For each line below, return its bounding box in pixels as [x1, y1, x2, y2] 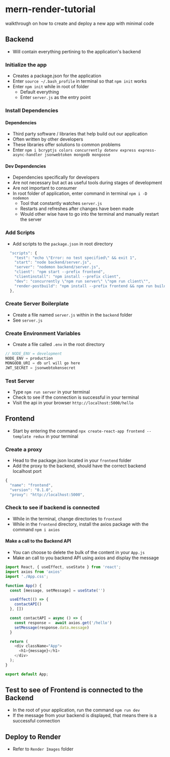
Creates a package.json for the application [12, 73, 101, 79]
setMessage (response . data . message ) [14, 625, 90, 630]
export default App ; [5, 671, 49, 677]
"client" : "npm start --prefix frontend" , [14, 269, 105, 274]
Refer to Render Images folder [12, 746, 74, 752]
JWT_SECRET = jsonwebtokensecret [5, 365, 76, 370]
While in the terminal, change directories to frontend [12, 515, 122, 522]
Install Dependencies [5, 107, 59, 114]
